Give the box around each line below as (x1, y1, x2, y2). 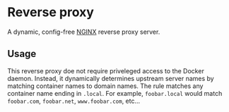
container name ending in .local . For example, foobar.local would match (7, 89, 223, 97)
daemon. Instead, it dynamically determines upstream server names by (7, 74, 214, 82)
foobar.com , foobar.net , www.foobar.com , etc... (7, 97, 141, 105)
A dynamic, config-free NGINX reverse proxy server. (7, 27, 160, 36)
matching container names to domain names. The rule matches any (7, 82, 204, 90)
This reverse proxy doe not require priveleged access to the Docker (7, 66, 205, 75)
